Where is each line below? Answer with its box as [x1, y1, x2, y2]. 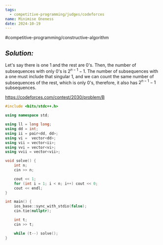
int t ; [14, 217, 28, 222]
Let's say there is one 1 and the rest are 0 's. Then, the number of [5, 62, 136, 68]
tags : [5, 7, 16, 12]
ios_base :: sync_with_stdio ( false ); [14, 204, 87, 209]
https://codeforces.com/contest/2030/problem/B [5, 95, 105, 100]
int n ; [14, 163, 28, 168]
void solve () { [5, 158, 36, 163]
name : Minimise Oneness [5, 16, 54, 21]
